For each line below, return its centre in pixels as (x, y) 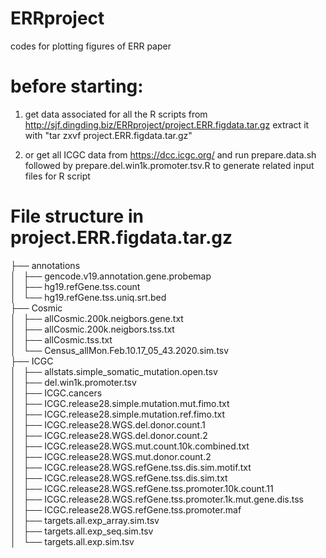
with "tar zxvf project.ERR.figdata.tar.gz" (108, 135)
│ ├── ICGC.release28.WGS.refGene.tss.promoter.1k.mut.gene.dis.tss (157, 499)
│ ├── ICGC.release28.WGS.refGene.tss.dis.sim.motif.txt (131, 467)
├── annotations (45, 265)
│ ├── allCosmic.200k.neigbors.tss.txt (92, 329)
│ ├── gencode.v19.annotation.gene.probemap (111, 276)
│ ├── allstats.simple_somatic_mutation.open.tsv (114, 371)
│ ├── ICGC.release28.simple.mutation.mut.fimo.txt (120, 403)
